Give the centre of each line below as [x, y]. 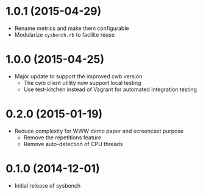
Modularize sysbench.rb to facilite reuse [65, 34]
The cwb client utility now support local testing [82, 83]
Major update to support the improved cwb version [78, 76]
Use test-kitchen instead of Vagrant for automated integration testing [110, 89]
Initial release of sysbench [48, 185]
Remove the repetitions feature [62, 137]
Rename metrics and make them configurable [72, 28]
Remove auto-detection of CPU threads [73, 144]
